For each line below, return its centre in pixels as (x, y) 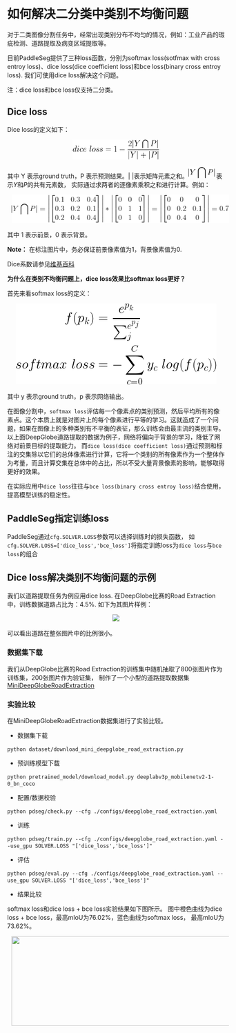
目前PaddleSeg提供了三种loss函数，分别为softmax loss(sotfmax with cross (114, 58)
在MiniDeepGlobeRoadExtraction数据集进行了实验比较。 (87, 721)
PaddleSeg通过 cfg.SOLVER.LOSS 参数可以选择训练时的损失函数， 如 (101, 536)
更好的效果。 (25, 471)
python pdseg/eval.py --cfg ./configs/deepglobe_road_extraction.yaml (111, 874)
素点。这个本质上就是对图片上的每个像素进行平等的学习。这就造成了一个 (110, 420)
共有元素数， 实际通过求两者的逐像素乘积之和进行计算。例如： (122, 184)
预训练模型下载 (38, 763)
